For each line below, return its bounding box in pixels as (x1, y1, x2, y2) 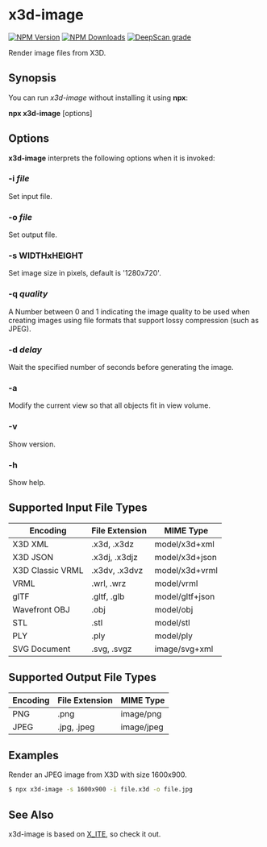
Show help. (8, 477, 46, 487)
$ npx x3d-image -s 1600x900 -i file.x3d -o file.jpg (8, 786, 194, 794)
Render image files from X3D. (8, 48, 106, 57)
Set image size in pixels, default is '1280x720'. (8, 268, 161, 278)
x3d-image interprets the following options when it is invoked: (8, 153, 215, 163)
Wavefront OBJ (12, 604, 70, 615)
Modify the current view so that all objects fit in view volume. (8, 401, 211, 410)
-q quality (8, 289, 48, 300)
